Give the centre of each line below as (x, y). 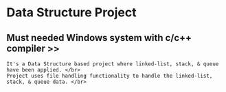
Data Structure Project (71, 13)
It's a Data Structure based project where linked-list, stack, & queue (113, 64)
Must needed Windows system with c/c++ (99, 38)
